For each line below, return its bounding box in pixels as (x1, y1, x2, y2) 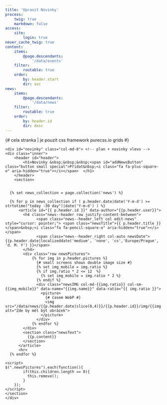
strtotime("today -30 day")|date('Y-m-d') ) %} (5, 203, 106, 208)
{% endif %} (36, 277, 61, 282)
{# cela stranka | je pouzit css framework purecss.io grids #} (5, 137, 129, 143)
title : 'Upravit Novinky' (5, 7, 59, 12)
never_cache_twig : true (5, 40, 55, 45)
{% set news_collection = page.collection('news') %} (9, 190, 123, 195)
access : (5, 26, 21, 31)
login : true (23, 35, 48, 40)
